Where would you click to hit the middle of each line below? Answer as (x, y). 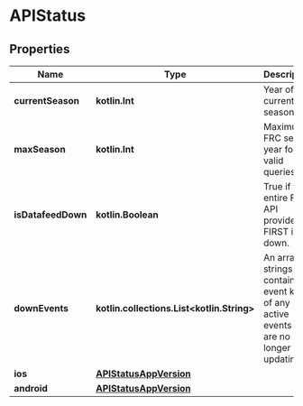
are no (277, 337)
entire (275, 198)
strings (278, 269)
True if (277, 186)
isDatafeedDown (50, 215)
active (276, 314)
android (31, 388)
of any (276, 303)
